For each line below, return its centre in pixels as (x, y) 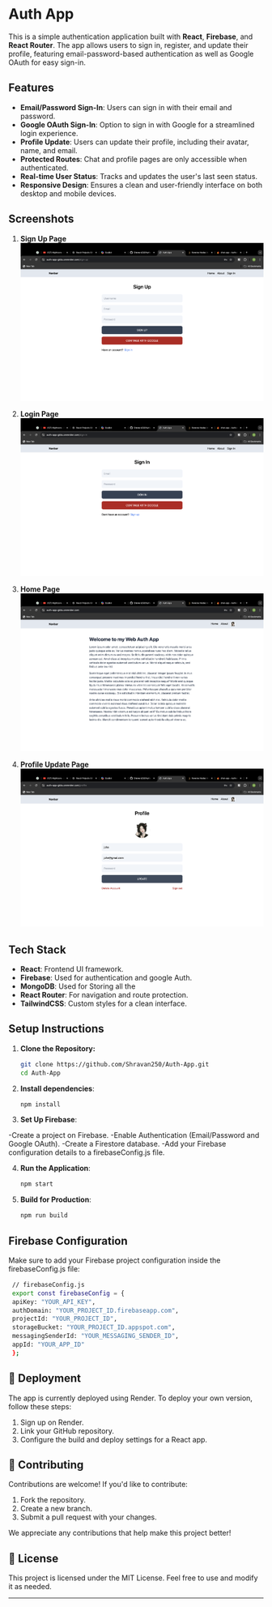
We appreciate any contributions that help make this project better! (120, 1533)
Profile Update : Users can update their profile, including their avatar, (134, 142)
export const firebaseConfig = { (68, 1293)
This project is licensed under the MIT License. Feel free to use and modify (133, 1578)
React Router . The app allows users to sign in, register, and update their (128, 45)
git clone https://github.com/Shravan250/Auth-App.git (115, 1064)
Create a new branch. (56, 1509)
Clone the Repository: (57, 1048)
